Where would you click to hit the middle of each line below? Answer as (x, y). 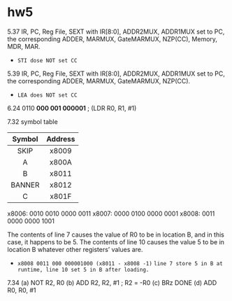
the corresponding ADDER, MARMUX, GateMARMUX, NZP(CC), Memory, (113, 38)
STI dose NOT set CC (47, 60)
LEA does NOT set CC (47, 95)
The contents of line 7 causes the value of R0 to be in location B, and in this (116, 234)
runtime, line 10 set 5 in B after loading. (83, 269)
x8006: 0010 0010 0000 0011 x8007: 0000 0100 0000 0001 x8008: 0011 (111, 213)
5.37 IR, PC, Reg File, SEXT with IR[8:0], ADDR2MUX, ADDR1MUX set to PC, (116, 31)
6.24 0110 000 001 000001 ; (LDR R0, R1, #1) (72, 108)
